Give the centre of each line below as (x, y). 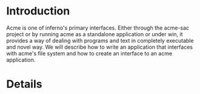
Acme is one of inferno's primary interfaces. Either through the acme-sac (98, 28)
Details (24, 84)
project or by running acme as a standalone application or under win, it (95, 34)
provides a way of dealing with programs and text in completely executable (100, 40)
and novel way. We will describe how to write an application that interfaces (99, 47)
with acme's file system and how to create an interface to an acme (89, 53)
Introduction (38, 11)
